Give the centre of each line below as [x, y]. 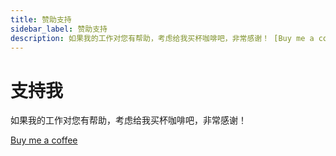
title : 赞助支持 [41, 19]
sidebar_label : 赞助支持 [59, 29]
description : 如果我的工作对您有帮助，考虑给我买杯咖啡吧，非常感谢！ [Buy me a [162, 38]
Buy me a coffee [44, 140]
